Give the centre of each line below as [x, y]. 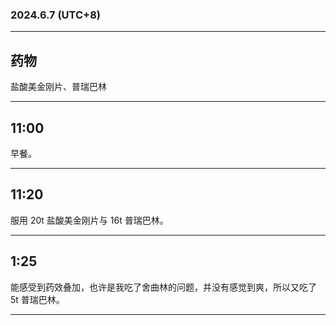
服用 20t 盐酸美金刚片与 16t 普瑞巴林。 [89, 220]
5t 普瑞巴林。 [37, 299]
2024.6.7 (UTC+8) [56, 15]
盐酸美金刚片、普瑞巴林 [58, 87]
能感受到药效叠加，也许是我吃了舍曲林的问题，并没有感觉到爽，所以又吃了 [163, 287]
